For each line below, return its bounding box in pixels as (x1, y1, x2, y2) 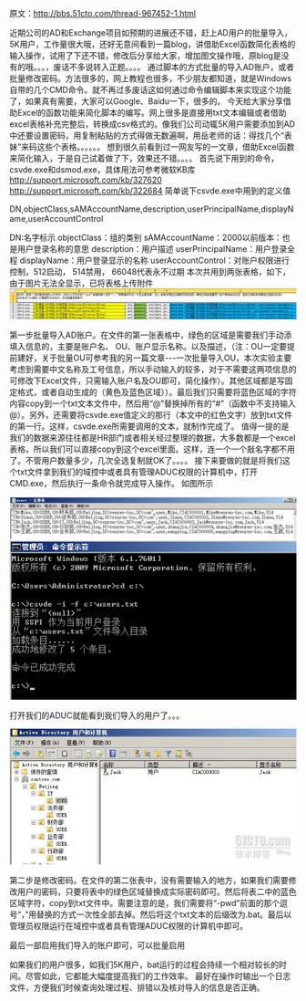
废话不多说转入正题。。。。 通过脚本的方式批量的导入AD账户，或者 (53, 62, 294, 72)
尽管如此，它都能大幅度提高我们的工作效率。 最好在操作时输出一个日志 (25, 970, 291, 981)
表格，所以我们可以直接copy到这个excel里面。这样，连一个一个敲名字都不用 (9, 443, 296, 454)
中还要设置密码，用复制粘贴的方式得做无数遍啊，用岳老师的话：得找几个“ (9, 130, 285, 141)
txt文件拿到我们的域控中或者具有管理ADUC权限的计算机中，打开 (16, 466, 258, 477)
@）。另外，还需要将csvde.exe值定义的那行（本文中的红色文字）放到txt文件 (9, 409, 293, 420)
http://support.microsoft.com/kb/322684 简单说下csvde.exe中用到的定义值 (9, 185, 291, 196)
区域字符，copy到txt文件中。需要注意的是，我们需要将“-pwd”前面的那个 (9, 897, 280, 908)
